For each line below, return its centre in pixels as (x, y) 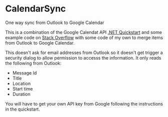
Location (22, 83)
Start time (23, 88)
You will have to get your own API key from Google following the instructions (84, 103)
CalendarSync (36, 9)
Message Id (25, 72)
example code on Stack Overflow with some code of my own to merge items (84, 37)
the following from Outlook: (33, 63)
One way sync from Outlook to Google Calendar (55, 22)
